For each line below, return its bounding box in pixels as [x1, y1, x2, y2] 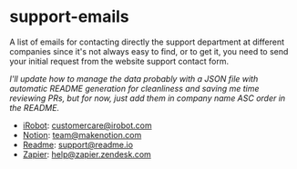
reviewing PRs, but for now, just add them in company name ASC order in [9, 93, 286, 104]
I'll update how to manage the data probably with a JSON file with [9, 73, 259, 84]
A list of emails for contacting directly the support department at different [9, 36, 285, 47]
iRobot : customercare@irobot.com [22, 120, 152, 131]
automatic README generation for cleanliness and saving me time [9, 83, 260, 94]
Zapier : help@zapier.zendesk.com [22, 148, 152, 160]
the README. [9, 102, 60, 113]
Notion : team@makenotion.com [22, 129, 142, 140]
